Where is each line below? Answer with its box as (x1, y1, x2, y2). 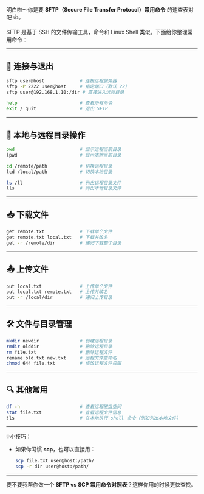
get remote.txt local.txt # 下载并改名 (6, 234, 108, 240)
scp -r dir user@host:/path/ (15, 463, 89, 470)
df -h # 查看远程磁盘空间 (6, 404, 121, 410)
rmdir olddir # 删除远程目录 (6, 344, 112, 350)
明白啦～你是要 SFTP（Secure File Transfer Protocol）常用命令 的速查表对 (6, 6, 194, 13)
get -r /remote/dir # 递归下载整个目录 (6, 240, 121, 246)
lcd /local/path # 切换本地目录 (6, 169, 112, 175)
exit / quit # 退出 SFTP (6, 106, 108, 112)
